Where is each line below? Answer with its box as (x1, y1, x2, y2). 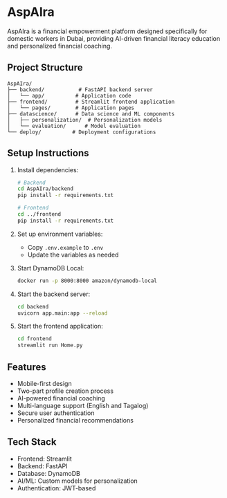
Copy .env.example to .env (27, 243, 104, 251)
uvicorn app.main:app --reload (17, 309, 108, 317)
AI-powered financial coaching (17, 394, 105, 402)
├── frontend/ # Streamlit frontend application (7, 98, 175, 105)
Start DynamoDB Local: (17, 264, 84, 272)
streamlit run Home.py (17, 342, 83, 349)
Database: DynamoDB (17, 469, 81, 477)
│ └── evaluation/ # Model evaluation (7, 122, 140, 129)
